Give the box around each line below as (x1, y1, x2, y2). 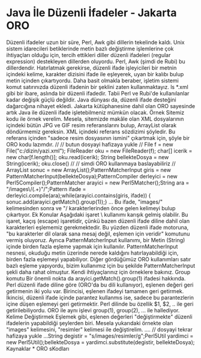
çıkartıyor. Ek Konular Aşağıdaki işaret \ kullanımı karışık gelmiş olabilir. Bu (6, 211, 188, 218)
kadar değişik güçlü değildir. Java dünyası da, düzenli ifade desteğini (6, 96, 176, 103)
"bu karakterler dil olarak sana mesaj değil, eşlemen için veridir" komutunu (6, 230, 190, 237)
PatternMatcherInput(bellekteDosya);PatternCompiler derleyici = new (6, 172, 178, 180)
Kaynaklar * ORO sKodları (6, 345, 70, 352)
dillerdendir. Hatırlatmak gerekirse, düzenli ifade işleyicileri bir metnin (6, 64, 177, 71)
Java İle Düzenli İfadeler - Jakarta (6, 6, 177, 20)
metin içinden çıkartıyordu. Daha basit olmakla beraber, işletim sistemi (6, 77, 179, 84)
